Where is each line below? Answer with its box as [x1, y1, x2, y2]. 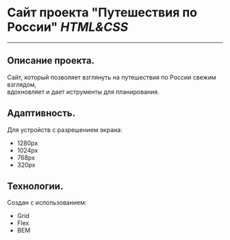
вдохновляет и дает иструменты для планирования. [7, 88, 159, 96]
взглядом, [7, 80, 37, 88]
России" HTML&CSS [7, 19, 129, 35]
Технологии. [7, 180, 64, 192]
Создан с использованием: [7, 198, 87, 206]
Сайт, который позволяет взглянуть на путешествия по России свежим [7, 73, 217, 81]
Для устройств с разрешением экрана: [7, 125, 123, 134]
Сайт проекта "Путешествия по [7, 5, 197, 21]
